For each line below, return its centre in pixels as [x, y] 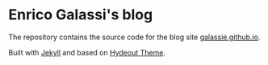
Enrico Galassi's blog [81, 15]
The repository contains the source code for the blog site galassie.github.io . [134, 37]
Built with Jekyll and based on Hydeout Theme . [87, 52]
